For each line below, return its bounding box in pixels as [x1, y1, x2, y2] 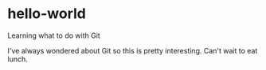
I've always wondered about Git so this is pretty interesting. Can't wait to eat [7, 46, 258, 55]
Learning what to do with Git [7, 31, 100, 40]
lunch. [7, 54, 29, 64]
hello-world [7, 5, 87, 23]
